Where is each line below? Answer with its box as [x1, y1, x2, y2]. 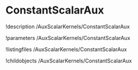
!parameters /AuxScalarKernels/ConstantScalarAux [5, 34, 131, 41]
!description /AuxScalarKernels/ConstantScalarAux [5, 23, 130, 30]
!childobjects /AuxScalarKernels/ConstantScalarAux [5, 57, 132, 64]
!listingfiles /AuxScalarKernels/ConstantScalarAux [5, 45, 127, 53]
